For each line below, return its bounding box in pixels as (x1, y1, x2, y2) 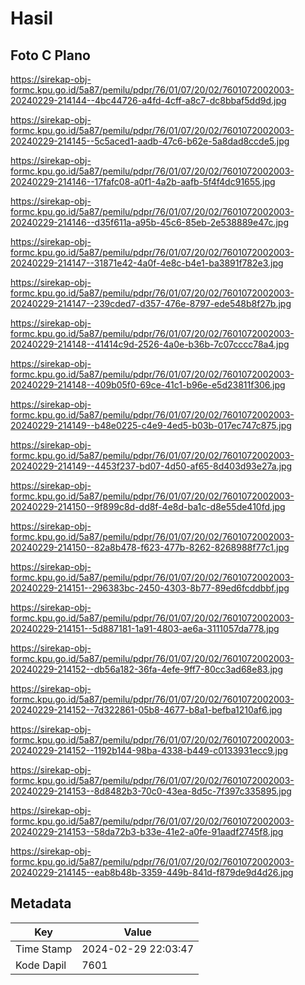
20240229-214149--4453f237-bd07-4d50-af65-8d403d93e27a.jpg (10, 460, 293, 472)
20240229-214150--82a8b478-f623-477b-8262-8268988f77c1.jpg (10, 542, 290, 553)
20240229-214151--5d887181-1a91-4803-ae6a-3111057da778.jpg (10, 623, 280, 634)
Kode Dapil (15, 958, 67, 972)
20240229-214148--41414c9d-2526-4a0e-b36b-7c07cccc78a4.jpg (10, 338, 290, 350)
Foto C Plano (10, 47, 91, 64)
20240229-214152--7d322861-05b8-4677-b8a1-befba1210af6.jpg (10, 704, 283, 716)
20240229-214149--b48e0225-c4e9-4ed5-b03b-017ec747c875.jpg (10, 420, 292, 431)
